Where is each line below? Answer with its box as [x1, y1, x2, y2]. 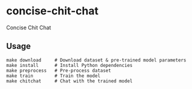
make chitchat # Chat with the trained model [6, 78, 133, 84]
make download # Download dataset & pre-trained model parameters [6, 57, 187, 63]
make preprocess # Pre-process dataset [6, 67, 112, 73]
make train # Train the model [6, 73, 101, 79]
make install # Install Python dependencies [6, 62, 133, 68]
